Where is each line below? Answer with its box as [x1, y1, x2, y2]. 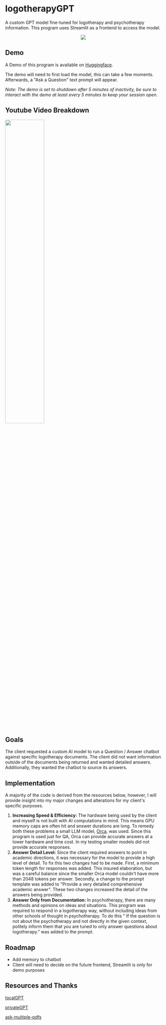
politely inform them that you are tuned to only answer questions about [12, 923, 158, 929]
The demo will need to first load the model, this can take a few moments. [5, 71, 154, 77]
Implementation [5, 779, 55, 787]
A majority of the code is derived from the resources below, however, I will [5, 792, 157, 798]
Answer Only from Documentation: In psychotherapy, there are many [12, 897, 156, 903]
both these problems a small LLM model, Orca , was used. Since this [12, 828, 151, 834]
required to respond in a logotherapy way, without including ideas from [12, 907, 158, 914]
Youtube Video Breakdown [5, 106, 89, 115]
